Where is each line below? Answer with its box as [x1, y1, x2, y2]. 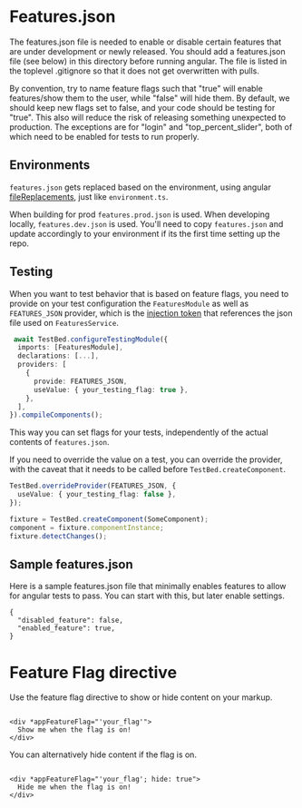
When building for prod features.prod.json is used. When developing [9, 209, 270, 220]
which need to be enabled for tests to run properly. [9, 131, 200, 142]
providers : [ [17, 360, 67, 370]
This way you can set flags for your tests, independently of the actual [9, 427, 269, 438]
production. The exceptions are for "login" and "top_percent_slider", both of [9, 121, 293, 133]
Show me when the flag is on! [17, 725, 132, 734]
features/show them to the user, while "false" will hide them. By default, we [9, 93, 290, 103]
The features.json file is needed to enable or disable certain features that [9, 36, 282, 47]
